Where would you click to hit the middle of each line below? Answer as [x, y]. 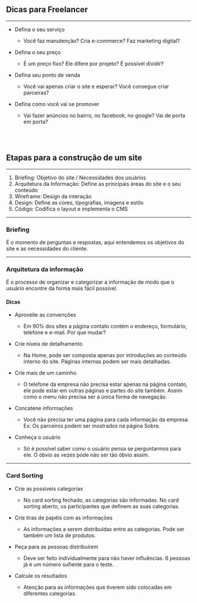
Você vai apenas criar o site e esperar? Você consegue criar [96, 86]
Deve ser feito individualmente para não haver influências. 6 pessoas [107, 558]
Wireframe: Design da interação [53, 196]
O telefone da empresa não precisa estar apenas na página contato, [105, 384]
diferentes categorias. [50, 593]
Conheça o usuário [38, 437]
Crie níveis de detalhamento [49, 344]
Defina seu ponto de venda [47, 75]
